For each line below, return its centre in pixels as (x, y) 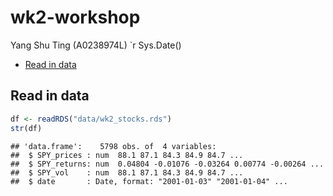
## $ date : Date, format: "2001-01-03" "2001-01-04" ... (149, 181)
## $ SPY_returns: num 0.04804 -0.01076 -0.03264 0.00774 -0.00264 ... (167, 164)
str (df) (26, 128)
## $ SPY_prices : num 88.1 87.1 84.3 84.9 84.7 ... (127, 155)
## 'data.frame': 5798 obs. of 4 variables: (113, 146)
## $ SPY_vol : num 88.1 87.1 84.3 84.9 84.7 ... (127, 172)
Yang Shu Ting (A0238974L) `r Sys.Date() (96, 45)
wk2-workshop (75, 17)
